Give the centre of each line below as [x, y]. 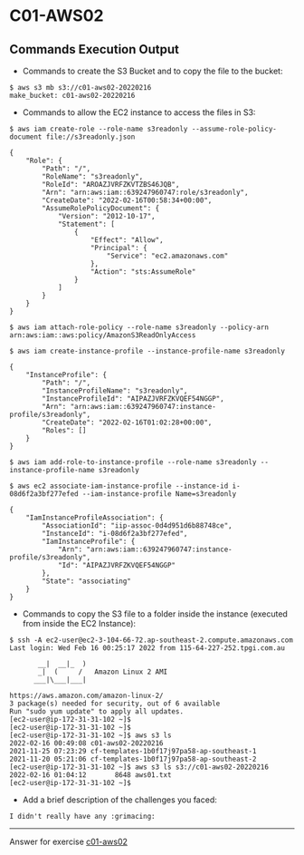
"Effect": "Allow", [127, 240]
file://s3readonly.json [90, 137]
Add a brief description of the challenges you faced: [119, 800]
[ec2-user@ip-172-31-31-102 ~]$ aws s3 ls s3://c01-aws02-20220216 [139, 767]
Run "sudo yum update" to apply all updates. [96, 712]
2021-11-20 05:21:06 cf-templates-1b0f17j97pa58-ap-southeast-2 [133, 759]
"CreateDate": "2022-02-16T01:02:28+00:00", [127, 423]
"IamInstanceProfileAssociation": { [95, 518]
